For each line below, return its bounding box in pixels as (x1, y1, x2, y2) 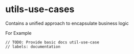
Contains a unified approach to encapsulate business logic (5, 20, 129, 26)
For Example (5, 30, 32, 36)
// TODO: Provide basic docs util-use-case (5, 39, 100, 45)
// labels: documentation (5, 44, 60, 49)
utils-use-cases (5, 4, 75, 15)
